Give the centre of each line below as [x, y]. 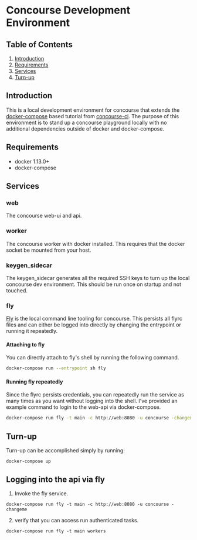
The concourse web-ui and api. [44, 216]
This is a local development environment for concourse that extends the [93, 110]
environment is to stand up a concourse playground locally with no [86, 122]
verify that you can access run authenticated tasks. [77, 520]
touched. [17, 290]
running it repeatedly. [32, 331]
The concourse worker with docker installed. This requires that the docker [96, 244]
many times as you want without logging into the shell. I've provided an [92, 401]
